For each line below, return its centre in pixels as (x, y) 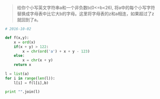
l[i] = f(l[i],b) (31, 83)
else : (19, 56)
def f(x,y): (17, 38)
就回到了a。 (29, 20)
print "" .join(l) (23, 92)
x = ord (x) (25, 42)
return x (23, 65)
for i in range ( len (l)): (30, 78)
